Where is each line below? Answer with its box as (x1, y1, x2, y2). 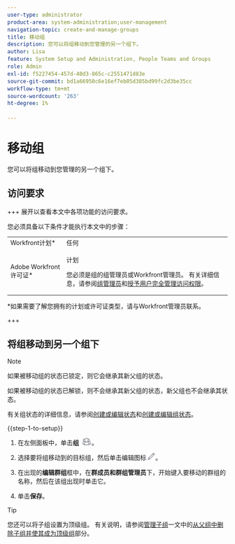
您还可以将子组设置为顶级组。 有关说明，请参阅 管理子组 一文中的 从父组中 (7, 520, 218, 529)
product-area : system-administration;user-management (7, 18, 168, 26)
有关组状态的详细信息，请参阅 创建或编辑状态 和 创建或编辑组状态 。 (7, 410, 197, 419)
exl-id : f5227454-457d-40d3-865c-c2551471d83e (7, 70, 145, 77)
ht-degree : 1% (7, 100, 49, 107)
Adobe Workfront (10, 263, 61, 271)
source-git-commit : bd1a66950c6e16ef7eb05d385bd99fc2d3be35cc (7, 78, 192, 85)
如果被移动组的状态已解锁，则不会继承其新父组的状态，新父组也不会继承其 (7, 386, 222, 395)
